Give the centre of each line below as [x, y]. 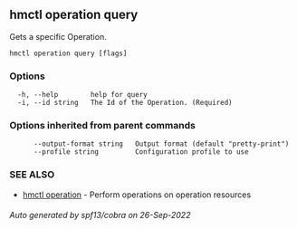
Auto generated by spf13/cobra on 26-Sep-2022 [100, 215]
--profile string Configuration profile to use [141, 152]
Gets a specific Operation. [58, 36]
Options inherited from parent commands [103, 126]
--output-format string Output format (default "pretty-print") [161, 144]
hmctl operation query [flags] [68, 53]
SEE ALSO [32, 175]
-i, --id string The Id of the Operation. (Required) [125, 103]
